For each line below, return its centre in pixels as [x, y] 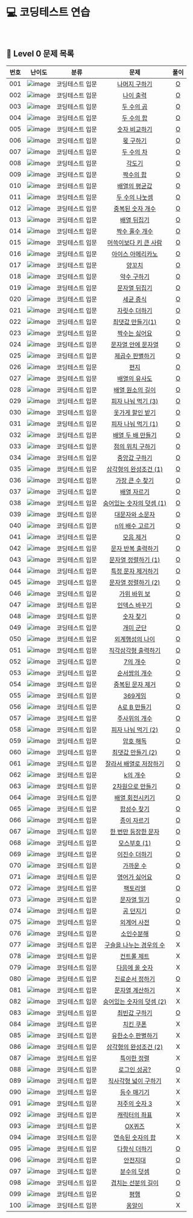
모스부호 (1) [135, 843]
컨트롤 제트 [134, 956]
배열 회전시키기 [135, 797]
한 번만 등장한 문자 [135, 831]
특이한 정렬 [134, 1058]
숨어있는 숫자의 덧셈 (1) [135, 503]
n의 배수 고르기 [134, 526]
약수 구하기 [134, 277]
